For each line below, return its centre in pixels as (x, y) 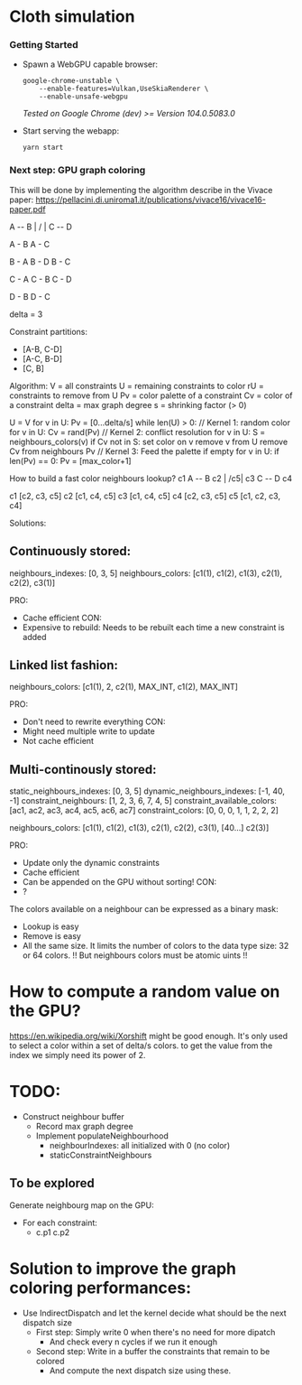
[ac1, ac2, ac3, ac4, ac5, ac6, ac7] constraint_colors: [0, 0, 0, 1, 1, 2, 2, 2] (144, 811)
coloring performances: (101, 1288)
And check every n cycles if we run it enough (133, 1342)
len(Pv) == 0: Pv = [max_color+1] (71, 460)
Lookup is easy (50, 926)
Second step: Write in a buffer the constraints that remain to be (153, 1351)
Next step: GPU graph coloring (78, 171)
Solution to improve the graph (123, 1269)
